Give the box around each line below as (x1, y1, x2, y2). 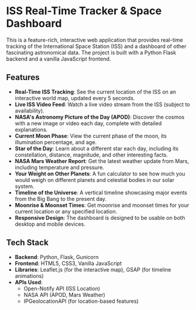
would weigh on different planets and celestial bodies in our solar (14, 176, 175, 183)
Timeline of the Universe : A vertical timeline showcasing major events (14, 188, 188, 196)
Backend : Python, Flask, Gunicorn (14, 253, 99, 260)
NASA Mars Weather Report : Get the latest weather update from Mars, (14, 157, 189, 164)
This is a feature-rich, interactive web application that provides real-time (6, 36, 184, 43)
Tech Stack (6, 238, 49, 248)
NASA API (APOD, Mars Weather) (23, 291, 106, 298)
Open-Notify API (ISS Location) (23, 285, 100, 292)
